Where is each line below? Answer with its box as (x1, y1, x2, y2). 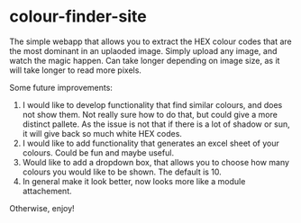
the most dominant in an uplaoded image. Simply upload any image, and (9, 45, 278, 56)
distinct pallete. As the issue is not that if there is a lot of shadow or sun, (22, 119, 290, 129)
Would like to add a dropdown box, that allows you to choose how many (22, 156, 290, 167)
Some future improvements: (9, 82, 113, 93)
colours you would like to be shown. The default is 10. (22, 166, 223, 177)
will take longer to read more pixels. (9, 65, 142, 76)
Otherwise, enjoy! (9, 202, 75, 213)
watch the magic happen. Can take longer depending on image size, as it (9, 55, 280, 66)
